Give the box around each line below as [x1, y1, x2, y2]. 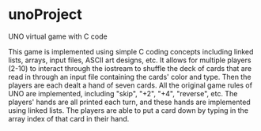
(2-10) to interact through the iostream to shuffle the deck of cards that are [8, 63, 252, 73]
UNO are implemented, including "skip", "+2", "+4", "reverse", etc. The [8, 88, 238, 98]
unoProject [8, 6, 83, 24]
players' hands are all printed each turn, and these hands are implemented [8, 97, 251, 107]
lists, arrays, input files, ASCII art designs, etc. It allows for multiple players [8, 55, 252, 65]
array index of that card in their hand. [8, 114, 130, 123]
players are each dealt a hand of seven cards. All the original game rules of [8, 80, 253, 90]
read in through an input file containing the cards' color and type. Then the [8, 72, 252, 81]
